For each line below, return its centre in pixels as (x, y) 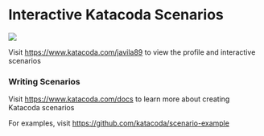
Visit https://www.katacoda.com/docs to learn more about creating (119, 99)
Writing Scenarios (44, 81)
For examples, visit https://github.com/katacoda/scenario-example (119, 123)
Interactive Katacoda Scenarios (116, 15)
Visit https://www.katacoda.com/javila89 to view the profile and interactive (132, 52)
